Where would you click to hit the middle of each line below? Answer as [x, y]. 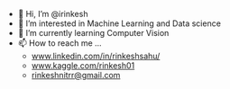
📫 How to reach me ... [60, 43]
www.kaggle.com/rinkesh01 [83, 66]
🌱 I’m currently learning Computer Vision [93, 33]
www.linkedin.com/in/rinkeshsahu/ [96, 56]
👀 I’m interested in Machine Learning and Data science [119, 23]
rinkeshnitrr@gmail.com [76, 75]
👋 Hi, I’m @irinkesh [53, 14]
